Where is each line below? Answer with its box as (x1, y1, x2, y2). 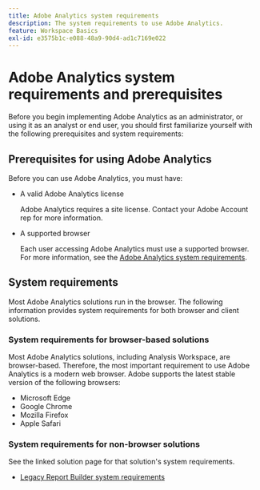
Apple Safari (19, 419, 62, 428)
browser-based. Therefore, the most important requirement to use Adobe (8, 361, 250, 371)
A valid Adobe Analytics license (19, 189, 125, 199)
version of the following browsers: (8, 378, 122, 388)
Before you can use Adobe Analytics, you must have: (8, 174, 183, 183)
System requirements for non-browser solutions (8, 439, 200, 450)
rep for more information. (19, 213, 103, 223)
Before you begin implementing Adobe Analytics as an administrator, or (8, 112, 243, 122)
